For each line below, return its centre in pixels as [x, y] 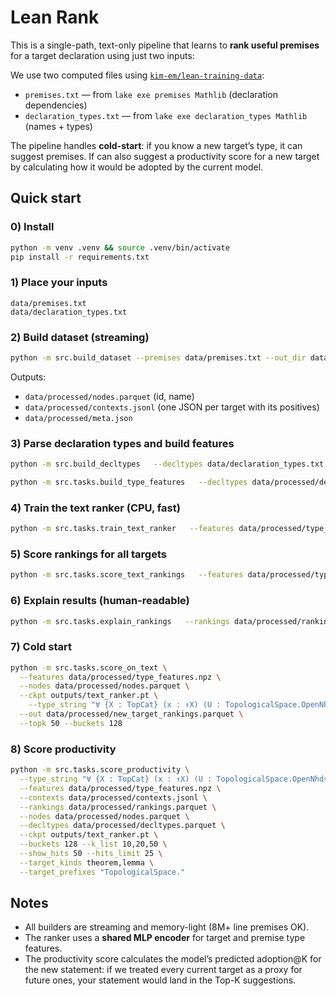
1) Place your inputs [59, 283]
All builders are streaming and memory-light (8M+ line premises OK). [167, 927]
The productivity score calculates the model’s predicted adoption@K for [173, 959]
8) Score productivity [63, 749]
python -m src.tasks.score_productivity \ [100, 770]
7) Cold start [41, 647]
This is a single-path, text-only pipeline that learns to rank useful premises [165, 45]
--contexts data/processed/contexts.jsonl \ [113, 797]
